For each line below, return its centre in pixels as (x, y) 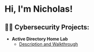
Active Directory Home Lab (40, 39)
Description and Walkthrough (48, 44)
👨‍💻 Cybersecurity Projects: (47, 27)
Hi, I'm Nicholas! (39, 9)
